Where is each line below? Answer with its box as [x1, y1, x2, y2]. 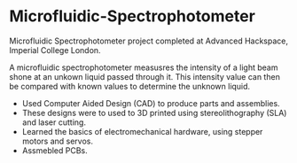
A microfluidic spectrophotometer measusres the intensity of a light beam [9, 62, 278, 73]
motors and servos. [21, 136, 93, 146]
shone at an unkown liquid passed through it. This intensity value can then [9, 71, 281, 81]
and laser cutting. [21, 117, 87, 128]
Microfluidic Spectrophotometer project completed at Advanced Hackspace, [9, 35, 289, 46]
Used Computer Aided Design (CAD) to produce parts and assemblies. [21, 97, 281, 108]
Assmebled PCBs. [21, 144, 89, 156]
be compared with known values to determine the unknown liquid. [9, 81, 251, 91]
